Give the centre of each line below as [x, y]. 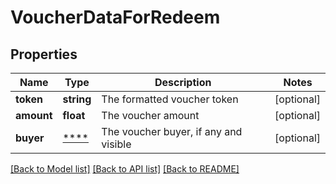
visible [116, 144]
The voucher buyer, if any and [172, 131]
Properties [44, 54]
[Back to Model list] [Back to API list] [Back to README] [125, 169]
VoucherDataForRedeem [115, 17]
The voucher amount [150, 115]
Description [183, 82]
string [77, 99]
